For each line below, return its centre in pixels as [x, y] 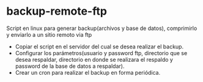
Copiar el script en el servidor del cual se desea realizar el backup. [99, 47]
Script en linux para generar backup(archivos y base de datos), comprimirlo [102, 28]
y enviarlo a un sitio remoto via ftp [49, 34]
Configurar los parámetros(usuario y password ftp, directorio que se [101, 53]
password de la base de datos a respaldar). [70, 66]
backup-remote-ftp [57, 11]
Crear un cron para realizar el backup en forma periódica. [88, 72]
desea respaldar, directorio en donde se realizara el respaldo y [94, 59]
